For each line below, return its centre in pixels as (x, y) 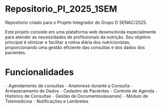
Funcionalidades (40, 72)
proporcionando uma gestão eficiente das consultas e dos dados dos (75, 47)
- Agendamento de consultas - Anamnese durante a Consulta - (69, 86)
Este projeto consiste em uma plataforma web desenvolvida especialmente (81, 32)
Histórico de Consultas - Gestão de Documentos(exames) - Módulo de (77, 96)
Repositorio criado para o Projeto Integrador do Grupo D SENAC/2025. (76, 22)
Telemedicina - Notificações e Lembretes (47, 101)
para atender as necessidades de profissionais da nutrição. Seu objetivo (78, 37)
